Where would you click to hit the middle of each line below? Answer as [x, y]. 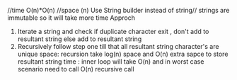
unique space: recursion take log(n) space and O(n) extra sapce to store [123, 54]
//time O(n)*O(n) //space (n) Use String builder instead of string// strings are [118, 10]
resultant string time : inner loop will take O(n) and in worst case [111, 62]
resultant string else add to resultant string [80, 39]
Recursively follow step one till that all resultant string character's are [118, 46]
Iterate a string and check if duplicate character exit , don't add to [113, 32]
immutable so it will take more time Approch [71, 18]
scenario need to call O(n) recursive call [76, 69]
